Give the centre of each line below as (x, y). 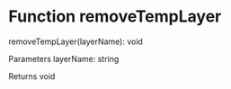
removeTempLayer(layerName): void (76, 41)
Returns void (32, 76)
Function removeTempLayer (115, 17)
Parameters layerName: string (64, 58)
